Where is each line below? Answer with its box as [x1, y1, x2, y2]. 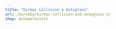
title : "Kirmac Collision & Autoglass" [5, 7, 89, 12]
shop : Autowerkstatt [5, 16, 49, 21]
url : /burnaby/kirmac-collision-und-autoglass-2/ [5, 12, 111, 17]
